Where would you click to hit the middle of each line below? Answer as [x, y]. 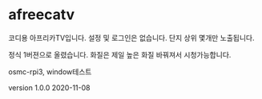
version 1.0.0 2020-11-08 [49, 87]
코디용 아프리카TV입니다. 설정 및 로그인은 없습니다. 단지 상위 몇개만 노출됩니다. [131, 38]
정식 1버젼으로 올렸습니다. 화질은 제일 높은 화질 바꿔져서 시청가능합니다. [120, 54]
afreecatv [42, 15]
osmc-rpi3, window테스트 [50, 71]
